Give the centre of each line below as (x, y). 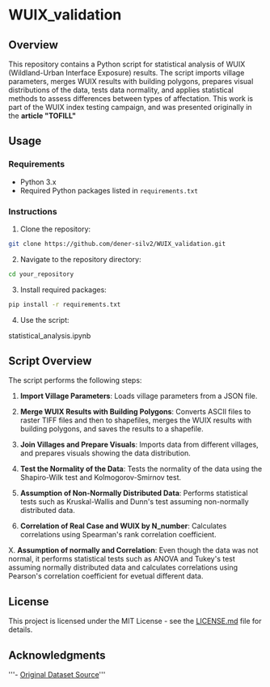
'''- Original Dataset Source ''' (57, 675)
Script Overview (50, 361)
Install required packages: (63, 290)
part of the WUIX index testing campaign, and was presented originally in (130, 107)
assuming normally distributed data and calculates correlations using (123, 567)
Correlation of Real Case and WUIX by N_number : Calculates (123, 526)
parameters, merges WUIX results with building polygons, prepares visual (131, 81)
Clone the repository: (55, 229)
